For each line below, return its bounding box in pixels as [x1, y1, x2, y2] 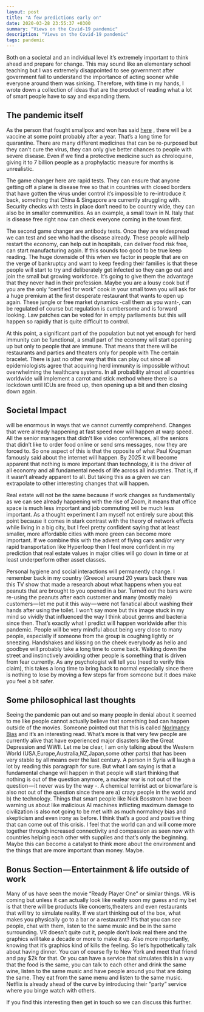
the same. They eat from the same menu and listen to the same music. [6, 974, 182, 982]
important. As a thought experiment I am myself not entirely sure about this [6, 511, 194, 518]
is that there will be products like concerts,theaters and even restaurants [6, 903, 188, 910]
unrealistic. [6, 165, 34, 172]
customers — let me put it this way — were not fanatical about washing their [6, 600, 193, 607]
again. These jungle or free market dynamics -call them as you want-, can [6, 298, 191, 306]
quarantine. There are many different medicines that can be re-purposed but [6, 139, 198, 146]
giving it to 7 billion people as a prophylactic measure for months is [6, 159, 174, 166]
